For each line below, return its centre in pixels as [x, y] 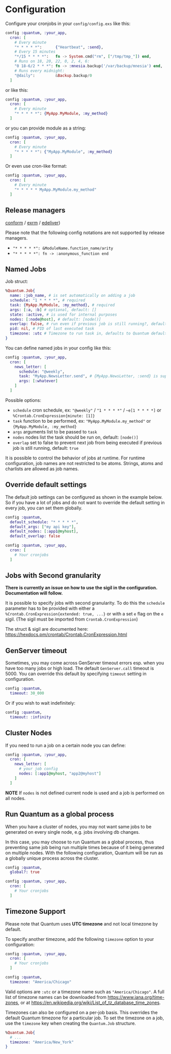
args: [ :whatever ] [38, 381]
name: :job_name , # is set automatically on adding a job [73, 296]
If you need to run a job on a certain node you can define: [66, 745]
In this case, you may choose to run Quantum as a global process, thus [80, 842]
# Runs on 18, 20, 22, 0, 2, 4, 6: [52, 61]
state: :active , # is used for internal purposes [63, 315]
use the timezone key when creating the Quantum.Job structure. [71, 1023]
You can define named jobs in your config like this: [58, 348]
